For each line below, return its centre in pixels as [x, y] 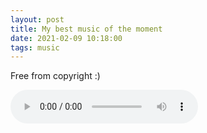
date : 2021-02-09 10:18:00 [66, 38]
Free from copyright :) [55, 76]
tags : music [35, 47]
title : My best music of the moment [86, 29]
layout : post [37, 19]
